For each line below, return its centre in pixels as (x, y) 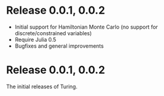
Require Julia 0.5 (35, 39)
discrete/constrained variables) (53, 33)
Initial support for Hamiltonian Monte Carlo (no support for (86, 27)
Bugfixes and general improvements (59, 46)
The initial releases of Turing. (42, 86)
